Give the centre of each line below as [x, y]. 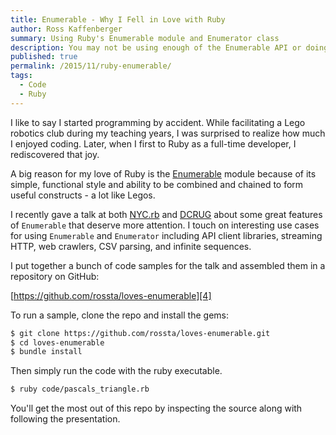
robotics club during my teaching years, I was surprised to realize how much [168, 133]
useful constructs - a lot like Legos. [83, 195]
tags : [21, 76]
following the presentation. [65, 419]
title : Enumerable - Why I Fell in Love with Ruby [118, 19]
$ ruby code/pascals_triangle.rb [80, 389]
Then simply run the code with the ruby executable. [116, 371]
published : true [44, 57]
